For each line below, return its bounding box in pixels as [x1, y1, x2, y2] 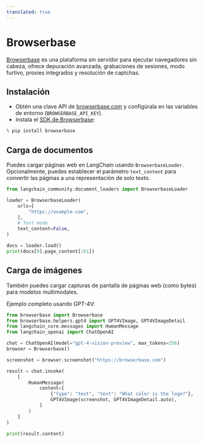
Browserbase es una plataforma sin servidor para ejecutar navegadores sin [6, 56, 197, 63]
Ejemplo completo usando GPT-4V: [6, 300, 95, 307]
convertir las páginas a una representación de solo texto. [6, 174, 151, 182]
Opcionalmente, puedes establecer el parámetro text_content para [6, 168, 176, 175]
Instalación [6, 87, 50, 97]
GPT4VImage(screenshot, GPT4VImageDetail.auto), [50, 397, 177, 403]
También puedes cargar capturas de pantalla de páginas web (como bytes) [6, 281, 197, 289]
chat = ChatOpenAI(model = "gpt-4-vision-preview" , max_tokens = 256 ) [6, 340, 180, 347]
